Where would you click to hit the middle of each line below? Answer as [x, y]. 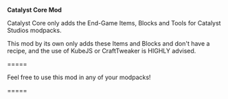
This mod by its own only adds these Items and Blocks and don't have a [109, 43]
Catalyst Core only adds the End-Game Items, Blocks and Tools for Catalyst [114, 23]
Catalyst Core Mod [34, 10]
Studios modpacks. [34, 30]
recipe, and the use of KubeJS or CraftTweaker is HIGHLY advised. [102, 51]
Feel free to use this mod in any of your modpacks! [79, 77]
